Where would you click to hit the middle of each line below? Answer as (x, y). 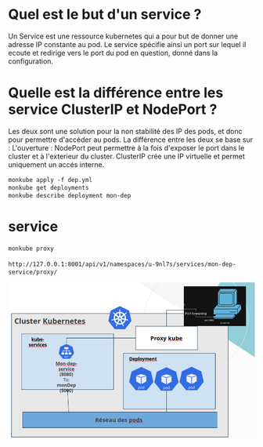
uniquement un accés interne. (56, 164)
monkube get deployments (49, 187)
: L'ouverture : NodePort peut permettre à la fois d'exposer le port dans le (126, 147)
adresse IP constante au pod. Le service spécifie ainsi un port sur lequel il (127, 44)
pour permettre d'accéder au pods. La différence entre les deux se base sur (131, 140)
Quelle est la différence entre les (116, 93)
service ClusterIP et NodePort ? (113, 109)
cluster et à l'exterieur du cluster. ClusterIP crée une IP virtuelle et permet (126, 156)
